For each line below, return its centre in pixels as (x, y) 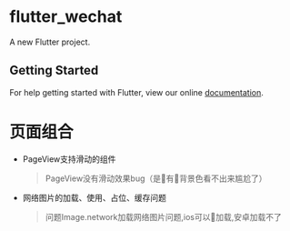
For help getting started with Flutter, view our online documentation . (136, 92)
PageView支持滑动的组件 (69, 159)
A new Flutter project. (50, 42)
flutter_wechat (66, 17)
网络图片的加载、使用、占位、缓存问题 (94, 197)
